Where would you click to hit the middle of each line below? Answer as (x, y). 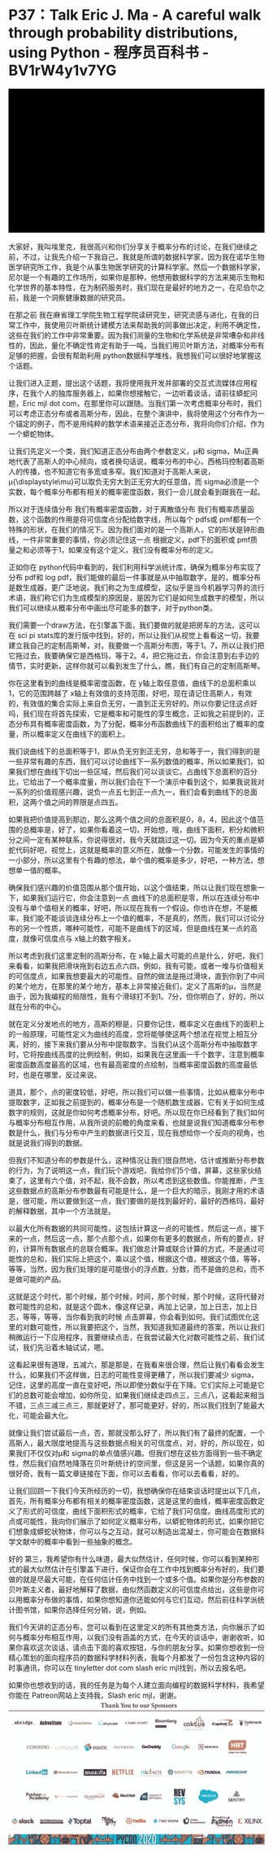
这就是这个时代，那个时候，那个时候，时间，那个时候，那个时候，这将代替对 (136, 1296)
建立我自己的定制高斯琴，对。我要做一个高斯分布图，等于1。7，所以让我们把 (136, 645)
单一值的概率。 (40, 871)
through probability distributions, (123, 33)
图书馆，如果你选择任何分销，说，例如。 (83, 1610)
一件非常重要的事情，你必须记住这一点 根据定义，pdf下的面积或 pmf (136, 540)
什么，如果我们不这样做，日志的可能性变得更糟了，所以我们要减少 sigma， (133, 1375)
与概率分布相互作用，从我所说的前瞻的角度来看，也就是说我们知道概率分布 (133, 1123)
